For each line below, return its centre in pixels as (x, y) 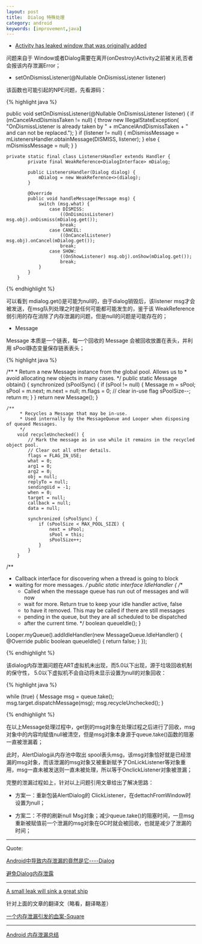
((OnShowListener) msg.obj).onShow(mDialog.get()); (126, 257)
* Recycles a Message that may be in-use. (74, 414)
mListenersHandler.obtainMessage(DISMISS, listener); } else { (83, 139)
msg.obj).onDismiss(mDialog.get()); (52, 220)
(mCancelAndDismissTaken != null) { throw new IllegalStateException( (93, 120)
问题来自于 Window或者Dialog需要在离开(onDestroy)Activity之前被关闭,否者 (100, 58)
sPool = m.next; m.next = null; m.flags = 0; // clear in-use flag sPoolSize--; (99, 391)
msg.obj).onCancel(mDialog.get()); (51, 241)
